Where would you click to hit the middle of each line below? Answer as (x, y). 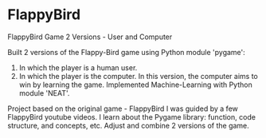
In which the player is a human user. (78, 67)
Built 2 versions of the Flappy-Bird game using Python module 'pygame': (127, 52)
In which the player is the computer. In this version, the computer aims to (138, 76)
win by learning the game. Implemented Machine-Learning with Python (135, 85)
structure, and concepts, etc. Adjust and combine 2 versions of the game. (129, 125)
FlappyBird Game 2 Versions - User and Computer (90, 37)
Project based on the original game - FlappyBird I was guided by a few (123, 108)
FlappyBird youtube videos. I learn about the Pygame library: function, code (132, 116)
